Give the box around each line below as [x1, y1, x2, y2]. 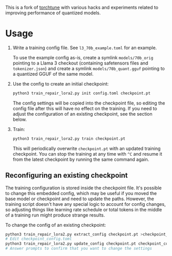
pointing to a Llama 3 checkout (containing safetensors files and [12, 60, 148, 66]
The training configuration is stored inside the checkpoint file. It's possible [5, 184, 162, 191]
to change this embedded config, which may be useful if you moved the [5, 190, 157, 196]
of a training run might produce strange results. [5, 212, 105, 218]
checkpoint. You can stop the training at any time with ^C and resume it [12, 151, 162, 157]
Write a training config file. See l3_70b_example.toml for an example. [12, 45, 157, 51]
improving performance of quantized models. [5, 10, 101, 16]
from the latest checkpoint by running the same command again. [12, 156, 149, 162]
